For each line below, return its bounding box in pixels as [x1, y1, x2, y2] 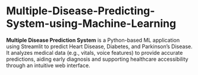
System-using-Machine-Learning [6, 17, 177, 30]
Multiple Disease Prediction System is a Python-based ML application [6, 36, 180, 43]
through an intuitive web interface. [6, 61, 90, 69]
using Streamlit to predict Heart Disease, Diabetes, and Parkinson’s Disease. [6, 43, 193, 50]
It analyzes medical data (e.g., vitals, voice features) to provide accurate [6, 49, 183, 56]
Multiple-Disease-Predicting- [6, 4, 155, 18]
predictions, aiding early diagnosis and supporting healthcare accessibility [6, 55, 188, 62]
